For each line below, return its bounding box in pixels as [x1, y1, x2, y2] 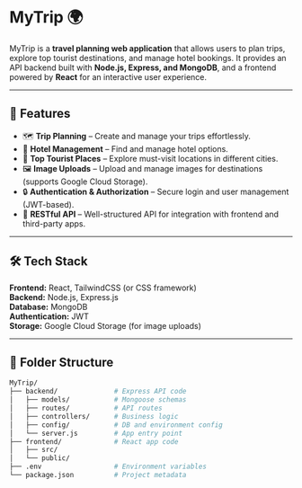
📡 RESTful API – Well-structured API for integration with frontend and [22, 209, 280, 219]
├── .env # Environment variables [9, 462, 207, 472]
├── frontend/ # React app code [9, 437, 179, 446]
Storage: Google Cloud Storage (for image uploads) [9, 320, 202, 331]
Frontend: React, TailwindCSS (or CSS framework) [9, 282, 198, 293]
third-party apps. [22, 217, 86, 229]
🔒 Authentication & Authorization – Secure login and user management [22, 186, 289, 197]
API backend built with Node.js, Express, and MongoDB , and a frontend [9, 62, 277, 73]
